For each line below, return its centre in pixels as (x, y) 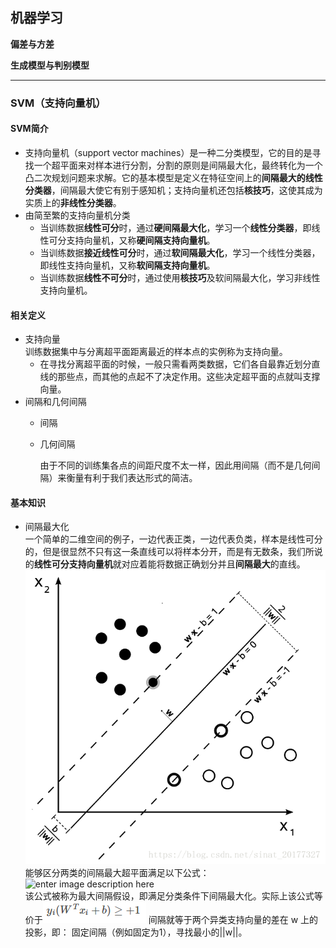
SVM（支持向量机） (58, 103)
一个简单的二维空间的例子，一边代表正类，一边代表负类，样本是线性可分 (173, 539)
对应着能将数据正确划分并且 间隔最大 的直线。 (213, 564)
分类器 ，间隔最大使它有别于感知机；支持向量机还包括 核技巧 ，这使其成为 (173, 190)
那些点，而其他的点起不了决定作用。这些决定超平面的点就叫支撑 (189, 377)
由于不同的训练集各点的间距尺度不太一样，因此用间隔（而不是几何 (175, 465)
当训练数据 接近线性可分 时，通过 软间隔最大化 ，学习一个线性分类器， (180, 252)
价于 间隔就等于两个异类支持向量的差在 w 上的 (171, 920)
